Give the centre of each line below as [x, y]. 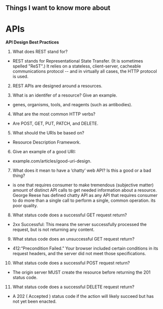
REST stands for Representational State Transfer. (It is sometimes [78, 61]
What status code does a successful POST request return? [71, 263]
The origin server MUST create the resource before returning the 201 [81, 272]
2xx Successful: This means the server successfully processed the [80, 225]
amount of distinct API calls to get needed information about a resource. [85, 190]
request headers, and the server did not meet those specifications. [79, 254]
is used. [20, 77]
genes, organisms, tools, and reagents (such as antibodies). [72, 105]
